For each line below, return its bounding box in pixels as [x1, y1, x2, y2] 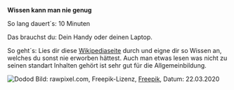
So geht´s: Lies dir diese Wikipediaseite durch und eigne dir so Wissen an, [7, 47, 222, 54]
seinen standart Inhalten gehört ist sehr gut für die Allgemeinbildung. [7, 61, 207, 69]
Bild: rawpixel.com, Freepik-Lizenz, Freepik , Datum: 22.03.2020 [34, 75, 220, 83]
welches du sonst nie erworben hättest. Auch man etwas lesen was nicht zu [7, 54, 228, 62]
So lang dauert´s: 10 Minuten [7, 20, 91, 27]
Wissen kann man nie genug [7, 6, 92, 14]
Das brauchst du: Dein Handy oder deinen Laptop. [7, 33, 153, 41]
